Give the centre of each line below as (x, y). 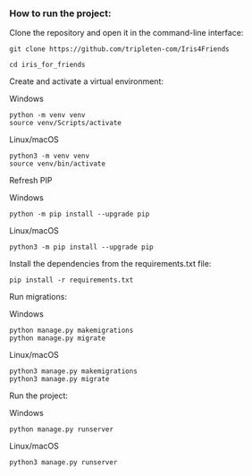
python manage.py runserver (62, 429)
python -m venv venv (48, 115)
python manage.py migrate (57, 338)
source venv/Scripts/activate (66, 123)
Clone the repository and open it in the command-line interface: (126, 33)
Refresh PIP (31, 181)
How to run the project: (60, 13)
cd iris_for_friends (48, 65)
